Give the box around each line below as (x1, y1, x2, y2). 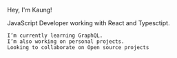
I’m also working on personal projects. (7, 38, 125, 45)
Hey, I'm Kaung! (7, 6, 53, 14)
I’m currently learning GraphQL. (7, 32, 103, 39)
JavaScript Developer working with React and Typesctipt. (7, 19, 170, 27)
